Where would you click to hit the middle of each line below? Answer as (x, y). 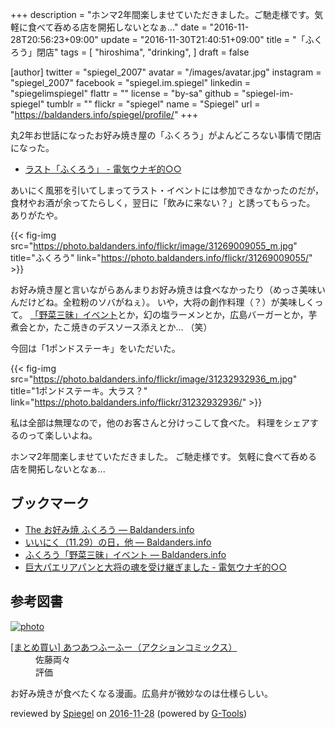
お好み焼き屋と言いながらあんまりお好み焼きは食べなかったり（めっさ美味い (168, 289)
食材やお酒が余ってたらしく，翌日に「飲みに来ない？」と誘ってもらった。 (163, 202)
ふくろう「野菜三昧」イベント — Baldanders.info (125, 554)
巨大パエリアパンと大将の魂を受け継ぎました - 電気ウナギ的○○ (156, 567)
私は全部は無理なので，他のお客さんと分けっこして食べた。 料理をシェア (160, 422)
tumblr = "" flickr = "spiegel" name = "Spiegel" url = (153, 104)
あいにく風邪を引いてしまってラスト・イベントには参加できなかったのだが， (167, 190)
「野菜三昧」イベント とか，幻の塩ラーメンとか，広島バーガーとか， (169, 314)
